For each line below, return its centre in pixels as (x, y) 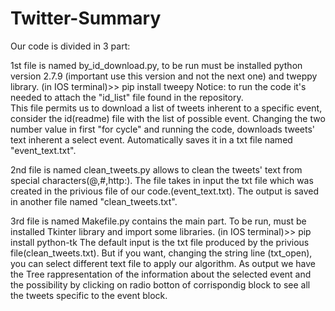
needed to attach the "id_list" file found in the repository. (127, 97)
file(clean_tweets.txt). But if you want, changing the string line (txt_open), (161, 253)
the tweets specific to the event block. (89, 295)
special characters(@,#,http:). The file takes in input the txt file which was (162, 180)
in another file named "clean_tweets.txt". (94, 201)
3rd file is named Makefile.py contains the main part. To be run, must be (158, 221)
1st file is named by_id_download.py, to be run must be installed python (156, 65)
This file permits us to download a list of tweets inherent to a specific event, (166, 108)
